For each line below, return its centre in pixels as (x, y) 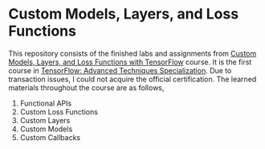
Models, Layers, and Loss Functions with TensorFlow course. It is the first (130, 62)
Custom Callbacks (50, 137)
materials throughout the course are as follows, (86, 87)
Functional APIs (46, 103)
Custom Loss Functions (59, 112)
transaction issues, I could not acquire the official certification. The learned (132, 79)
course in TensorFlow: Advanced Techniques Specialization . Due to (120, 70)
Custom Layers (45, 120)
